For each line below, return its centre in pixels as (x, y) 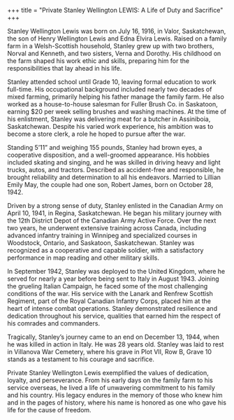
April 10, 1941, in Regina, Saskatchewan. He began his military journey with (115, 213)
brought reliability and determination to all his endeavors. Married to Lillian (114, 177)
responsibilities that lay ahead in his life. (65, 68)
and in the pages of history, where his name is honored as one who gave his (117, 402)
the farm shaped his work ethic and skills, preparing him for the (98, 61)
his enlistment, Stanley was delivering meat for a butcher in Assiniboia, (109, 119)
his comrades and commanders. (53, 323)
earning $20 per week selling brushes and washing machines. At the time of (117, 112)
